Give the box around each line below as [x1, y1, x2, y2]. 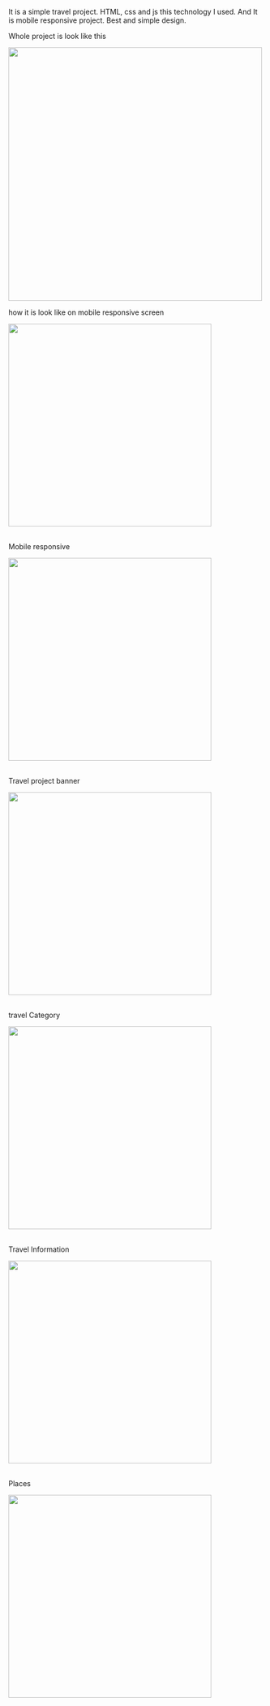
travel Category [8, 1010, 61, 1020]
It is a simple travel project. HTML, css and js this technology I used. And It [8, 7, 258, 16]
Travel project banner [8, 776, 80, 785]
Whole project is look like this [8, 32, 107, 41]
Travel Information [8, 1244, 70, 1254]
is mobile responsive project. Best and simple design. [8, 15, 186, 25]
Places [8, 1479, 31, 1488]
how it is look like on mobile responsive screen [8, 307, 165, 317]
